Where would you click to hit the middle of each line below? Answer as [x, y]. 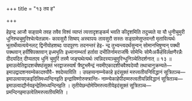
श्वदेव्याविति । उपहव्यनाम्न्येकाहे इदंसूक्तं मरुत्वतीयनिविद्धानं [109, 72]
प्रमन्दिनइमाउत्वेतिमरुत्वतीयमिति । [37, 92]
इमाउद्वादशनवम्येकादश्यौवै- [30, 72]
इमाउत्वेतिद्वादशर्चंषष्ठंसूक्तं [30, 65]
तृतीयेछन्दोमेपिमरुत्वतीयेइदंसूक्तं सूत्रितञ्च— [111, 85]
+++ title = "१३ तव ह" [31, 9]
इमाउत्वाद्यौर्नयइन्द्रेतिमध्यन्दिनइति [36, 85]
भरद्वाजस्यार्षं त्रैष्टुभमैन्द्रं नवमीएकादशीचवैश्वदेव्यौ [96, 65]
